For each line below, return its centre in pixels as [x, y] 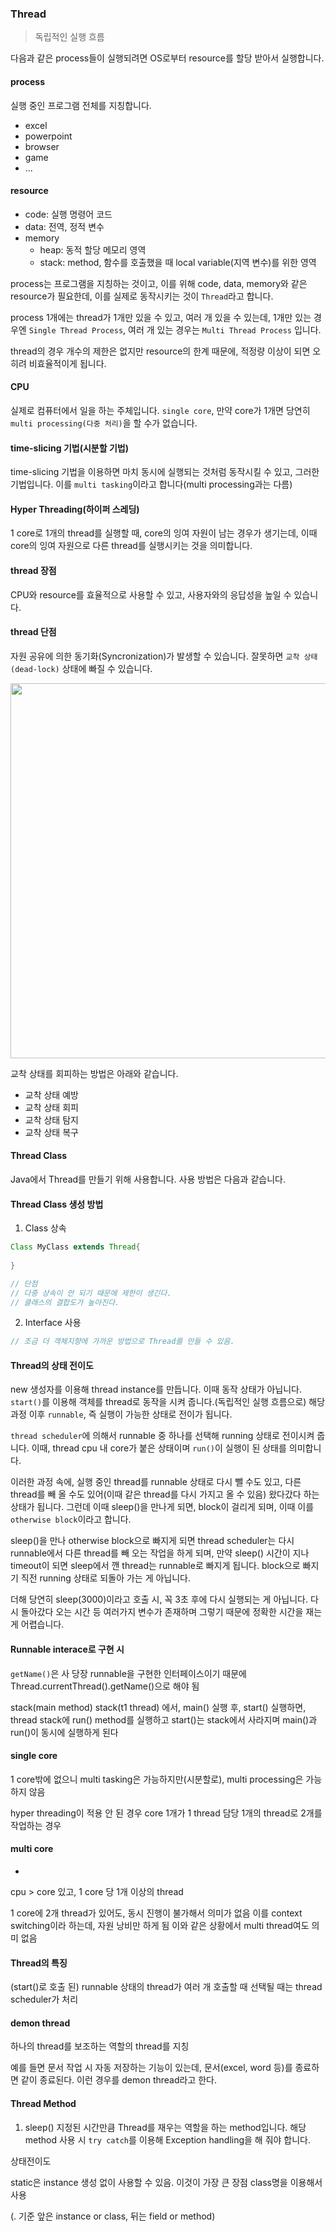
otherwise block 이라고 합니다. [71, 1519]
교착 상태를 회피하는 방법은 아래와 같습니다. [94, 1073]
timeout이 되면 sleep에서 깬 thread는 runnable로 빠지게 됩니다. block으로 [155, 1566]
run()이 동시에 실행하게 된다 [64, 1732]
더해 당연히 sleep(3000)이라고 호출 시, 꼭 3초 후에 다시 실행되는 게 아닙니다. [159, 1599]
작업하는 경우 [36, 1825]
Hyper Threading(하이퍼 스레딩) [75, 509]
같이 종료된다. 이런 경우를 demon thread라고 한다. [119, 2080]
